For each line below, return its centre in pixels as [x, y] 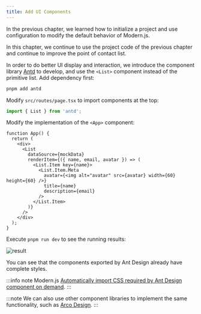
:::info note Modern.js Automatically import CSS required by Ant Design [94, 280]
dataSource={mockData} [56, 155]
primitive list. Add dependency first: [50, 77]
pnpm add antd [24, 89]
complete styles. [27, 269]
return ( [22, 139]
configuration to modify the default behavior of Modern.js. [78, 35]
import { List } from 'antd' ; [44, 111]
